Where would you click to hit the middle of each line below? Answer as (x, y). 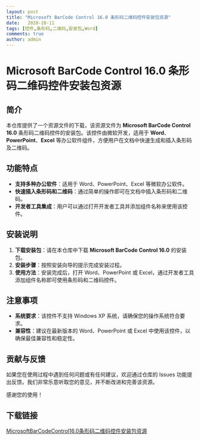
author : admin (24, 39)
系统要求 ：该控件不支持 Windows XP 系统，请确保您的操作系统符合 (97, 316)
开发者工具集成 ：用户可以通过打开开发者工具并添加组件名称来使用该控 (101, 206)
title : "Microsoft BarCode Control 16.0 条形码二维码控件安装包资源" (89, 17)
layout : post (22, 12)
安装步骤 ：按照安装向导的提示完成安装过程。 (70, 265)
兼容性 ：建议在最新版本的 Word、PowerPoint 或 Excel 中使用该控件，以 (103, 331)
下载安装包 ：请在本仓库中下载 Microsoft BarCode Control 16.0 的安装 (101, 250)
